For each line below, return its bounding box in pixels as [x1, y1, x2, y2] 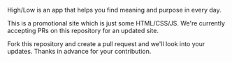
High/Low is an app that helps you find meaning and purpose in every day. [7, 6, 222, 14]
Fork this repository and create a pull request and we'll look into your [7, 40, 205, 48]
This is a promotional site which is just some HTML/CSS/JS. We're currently [7, 19, 226, 27]
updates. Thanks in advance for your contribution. [7, 48, 152, 55]
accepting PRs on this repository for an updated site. [7, 27, 159, 34]
